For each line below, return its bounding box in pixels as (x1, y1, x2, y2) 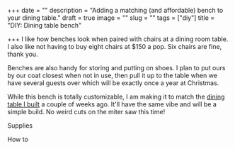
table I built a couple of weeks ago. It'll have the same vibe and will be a (7, 100, 217, 109)
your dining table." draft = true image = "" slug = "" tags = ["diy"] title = (7, 13, 215, 22)
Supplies (7, 121, 33, 130)
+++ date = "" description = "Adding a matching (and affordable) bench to (7, 6, 224, 14)
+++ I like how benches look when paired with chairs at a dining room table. (7, 35, 229, 43)
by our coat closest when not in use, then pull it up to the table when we (7, 71, 218, 79)
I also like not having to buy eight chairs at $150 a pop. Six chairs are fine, (7, 43, 222, 50)
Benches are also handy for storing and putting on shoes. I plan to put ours (7, 64, 226, 72)
